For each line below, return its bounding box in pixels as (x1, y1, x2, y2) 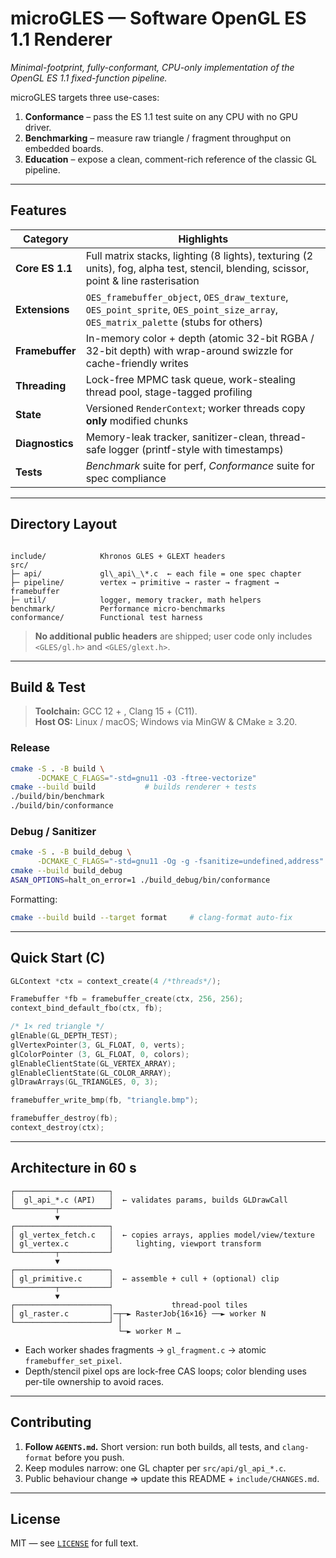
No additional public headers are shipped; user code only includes (34, 630, 313, 642)
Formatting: (10, 893, 58, 905)
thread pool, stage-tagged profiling (85, 385, 253, 399)
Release (10, 741, 51, 755)
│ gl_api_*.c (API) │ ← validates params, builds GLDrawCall (10, 1195, 288, 1205)
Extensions (15, 302, 70, 316)
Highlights (178, 232, 229, 246)
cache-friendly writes (85, 356, 190, 370)
